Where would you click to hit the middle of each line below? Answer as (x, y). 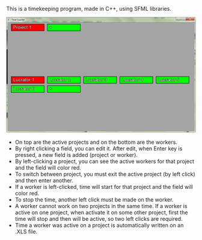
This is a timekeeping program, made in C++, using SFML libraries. (89, 9)
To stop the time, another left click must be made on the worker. (94, 200)
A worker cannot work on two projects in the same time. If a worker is (101, 206)
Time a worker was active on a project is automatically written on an (99, 226)
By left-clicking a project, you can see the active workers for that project (104, 161)
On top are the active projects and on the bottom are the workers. (96, 142)
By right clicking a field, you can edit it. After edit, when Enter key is (99, 149)
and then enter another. (44, 180)
